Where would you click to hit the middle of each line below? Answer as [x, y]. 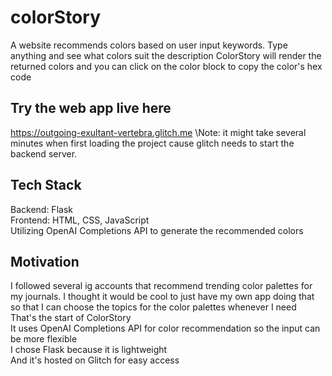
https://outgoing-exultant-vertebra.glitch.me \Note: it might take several [158, 132]
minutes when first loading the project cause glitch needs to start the [152, 143]
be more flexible [44, 339]
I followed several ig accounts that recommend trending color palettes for [161, 286]
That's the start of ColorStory [71, 318]
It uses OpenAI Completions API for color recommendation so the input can [165, 328]
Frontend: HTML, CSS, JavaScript [80, 220]
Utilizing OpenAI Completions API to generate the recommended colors [157, 230]
